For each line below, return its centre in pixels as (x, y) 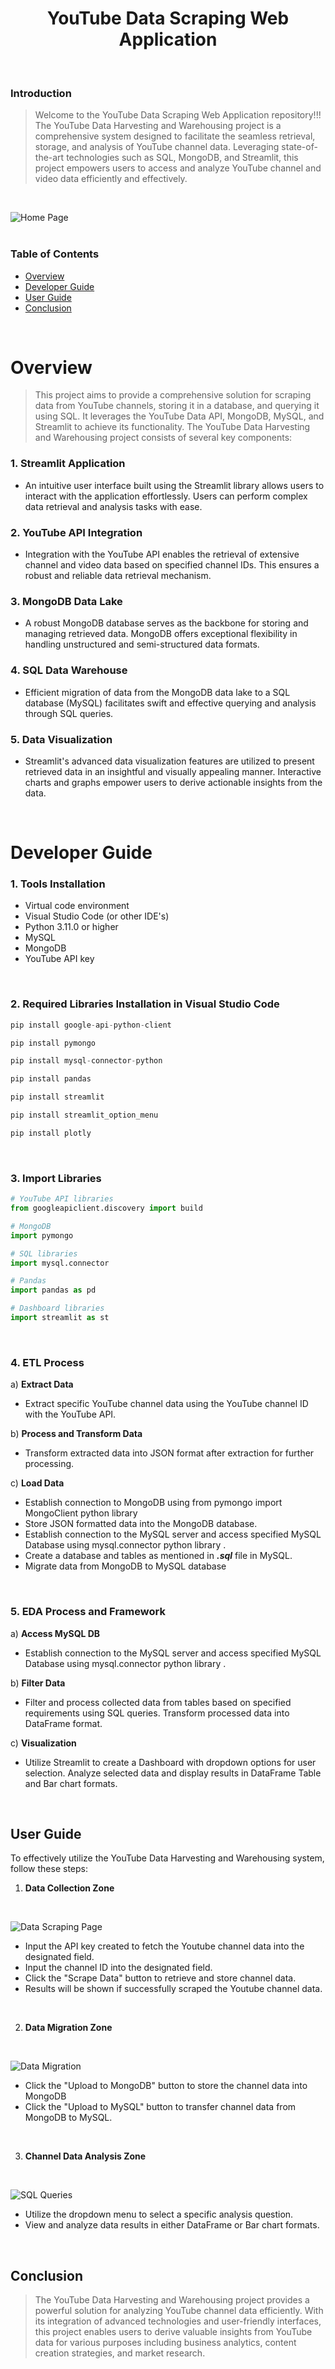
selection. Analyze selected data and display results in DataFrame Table (173, 1773)
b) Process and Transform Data (76, 1434)
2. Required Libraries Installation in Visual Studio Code (145, 1004)
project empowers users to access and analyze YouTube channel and (178, 168)
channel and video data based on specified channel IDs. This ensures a (172, 565)
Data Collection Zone (69, 1888)
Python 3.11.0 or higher (71, 927)
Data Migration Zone (68, 2028)
